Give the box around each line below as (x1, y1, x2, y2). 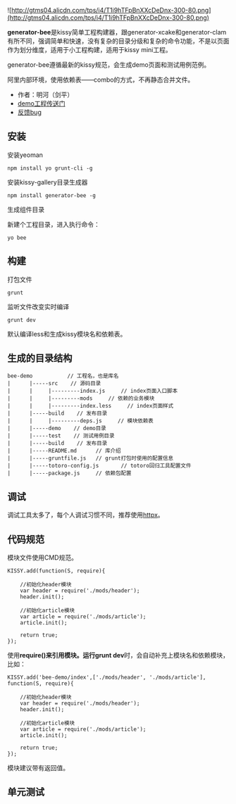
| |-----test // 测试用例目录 (7, 432, 115, 439)
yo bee (7, 234, 27, 241)
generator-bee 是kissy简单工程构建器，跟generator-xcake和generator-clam (7, 28, 227, 36)
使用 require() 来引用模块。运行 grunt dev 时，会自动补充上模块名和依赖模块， (7, 651, 230, 660)
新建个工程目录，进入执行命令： (7, 220, 100, 228)
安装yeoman (7, 151, 44, 159)
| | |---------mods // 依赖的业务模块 (7, 395, 155, 402)
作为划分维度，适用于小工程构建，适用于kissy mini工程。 (7, 46, 172, 54)
